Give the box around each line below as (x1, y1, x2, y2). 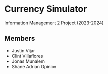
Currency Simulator (4, 3, 87, 15)
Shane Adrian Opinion (11, 63, 57, 69)
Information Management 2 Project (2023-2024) (4, 20, 104, 26)
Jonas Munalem (11, 58, 45, 64)
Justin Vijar (11, 47, 35, 53)
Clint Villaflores (11, 53, 43, 59)
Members (4, 34, 35, 43)
